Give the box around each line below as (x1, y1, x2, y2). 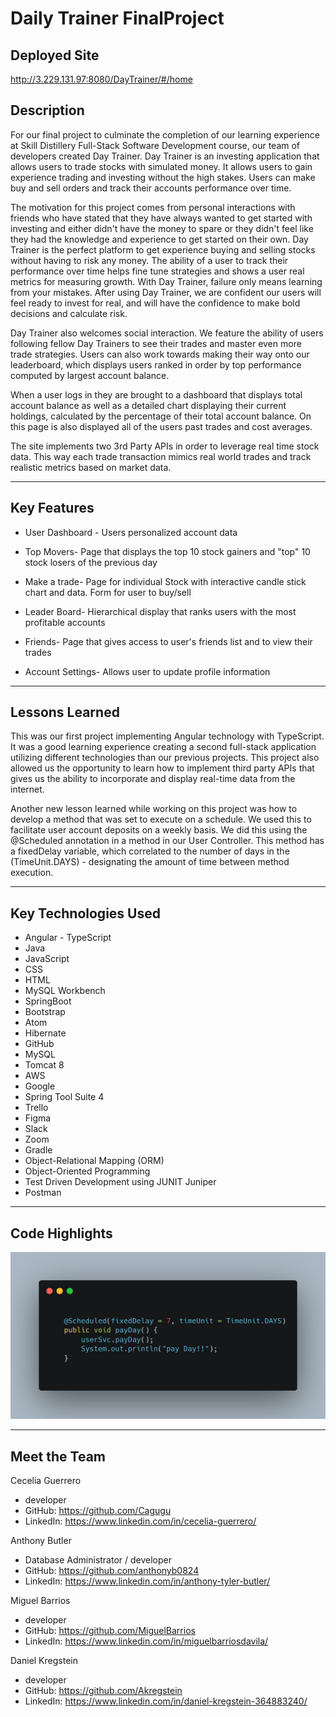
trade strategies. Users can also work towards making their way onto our (10, 348, 310, 360)
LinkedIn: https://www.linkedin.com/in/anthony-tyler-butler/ (24, 1575, 271, 1587)
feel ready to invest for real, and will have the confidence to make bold (10, 297, 301, 309)
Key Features (10, 500, 95, 517)
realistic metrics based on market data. (10, 461, 172, 473)
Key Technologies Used (10, 905, 161, 922)
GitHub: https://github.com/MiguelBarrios (24, 1625, 196, 1637)
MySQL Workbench (24, 985, 106, 997)
